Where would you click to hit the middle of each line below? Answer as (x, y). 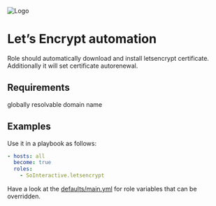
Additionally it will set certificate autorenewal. (73, 66)
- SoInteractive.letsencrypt (62, 176)
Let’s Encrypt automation (82, 39)
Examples (29, 127)
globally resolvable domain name (55, 104)
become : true (33, 163)
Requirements (38, 88)
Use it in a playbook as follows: (52, 143)
